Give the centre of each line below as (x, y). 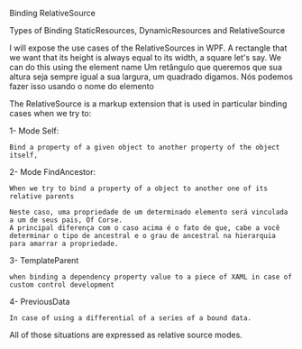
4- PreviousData (40, 302)
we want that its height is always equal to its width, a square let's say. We (146, 57)
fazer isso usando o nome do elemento (82, 86)
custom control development (62, 285)
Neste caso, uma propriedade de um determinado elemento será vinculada (149, 212)
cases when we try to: (50, 113)
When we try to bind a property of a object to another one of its (139, 188)
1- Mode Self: (34, 131)
